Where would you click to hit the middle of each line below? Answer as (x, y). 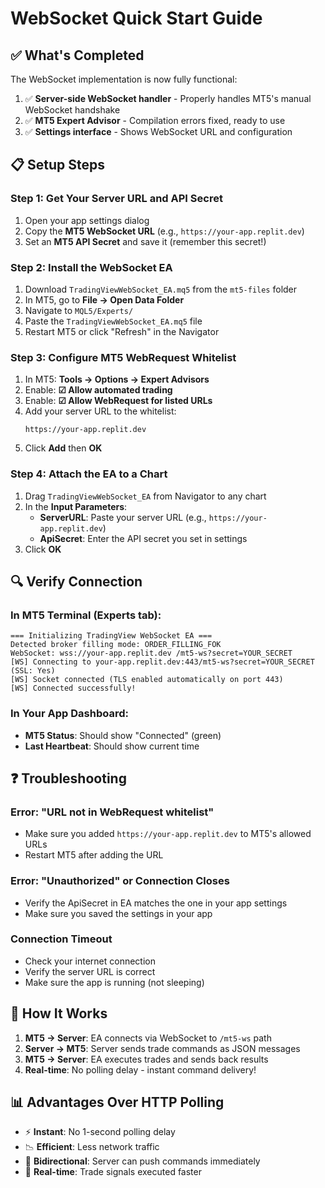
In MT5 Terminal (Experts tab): (86, 615)
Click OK (43, 549)
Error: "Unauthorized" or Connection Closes (120, 881)
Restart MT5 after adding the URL (94, 855)
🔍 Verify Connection (76, 581)
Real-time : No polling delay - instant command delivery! (140, 1069)
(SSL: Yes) (33, 671)
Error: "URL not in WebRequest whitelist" (112, 812)
